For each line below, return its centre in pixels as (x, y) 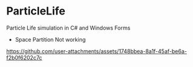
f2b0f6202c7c (24, 57)
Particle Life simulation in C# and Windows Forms (68, 28)
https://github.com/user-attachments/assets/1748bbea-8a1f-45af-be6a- (96, 51)
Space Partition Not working (50, 39)
